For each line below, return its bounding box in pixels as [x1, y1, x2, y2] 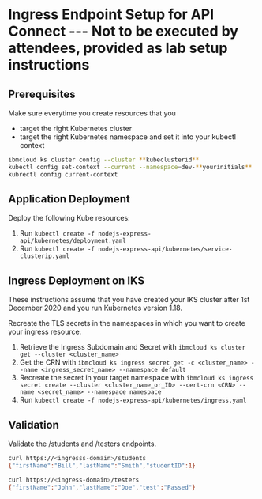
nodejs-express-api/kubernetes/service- [98, 245, 233, 254]
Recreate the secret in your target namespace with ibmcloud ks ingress [19, 373, 254, 383]
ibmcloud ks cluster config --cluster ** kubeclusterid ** [8, 156, 200, 164]
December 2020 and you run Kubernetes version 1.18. [8, 303, 183, 313]
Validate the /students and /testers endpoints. [8, 439, 156, 448]
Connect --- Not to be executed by [8, 22, 239, 40]
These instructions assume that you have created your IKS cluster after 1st [8, 295, 250, 304]
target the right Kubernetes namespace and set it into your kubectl [19, 132, 237, 142]
